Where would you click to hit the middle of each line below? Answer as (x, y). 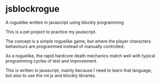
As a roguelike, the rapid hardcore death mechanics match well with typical (80, 56)
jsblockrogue (33, 9)
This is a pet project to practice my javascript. (51, 32)
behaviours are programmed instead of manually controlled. (65, 46)
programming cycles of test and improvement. (51, 61)
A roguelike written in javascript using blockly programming (65, 22)
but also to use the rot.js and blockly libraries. (51, 75)
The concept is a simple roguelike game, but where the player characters (78, 41)
